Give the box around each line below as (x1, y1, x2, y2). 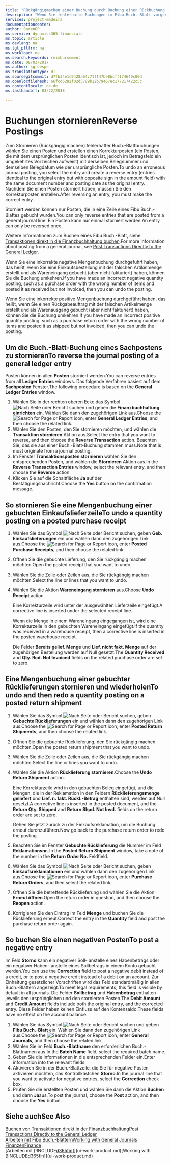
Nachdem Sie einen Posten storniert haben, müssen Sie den (5, 186, 131, 192)
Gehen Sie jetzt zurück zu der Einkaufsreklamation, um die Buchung (12, 821, 156, 827)
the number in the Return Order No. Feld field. (12, 853, 108, 859)
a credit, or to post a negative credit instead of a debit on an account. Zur (5, 973, 159, 980)
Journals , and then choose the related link (12, 1037, 102, 1043)
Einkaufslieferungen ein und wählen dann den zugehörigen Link (12, 536, 149, 542)
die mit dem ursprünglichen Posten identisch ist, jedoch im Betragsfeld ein (5, 153, 161, 159)
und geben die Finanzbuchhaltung (85, 405, 160, 411)
